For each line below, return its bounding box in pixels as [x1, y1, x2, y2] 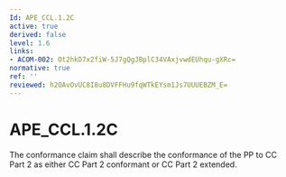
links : [9, 47, 34, 56]
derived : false [9, 30, 67, 39]
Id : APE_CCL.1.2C [9, 13, 75, 23]
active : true [9, 22, 59, 31]
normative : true [9, 64, 70, 73]
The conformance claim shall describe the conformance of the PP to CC [9, 149, 278, 160]
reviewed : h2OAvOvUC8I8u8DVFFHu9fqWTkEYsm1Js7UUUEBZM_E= [9, 80, 228, 89]
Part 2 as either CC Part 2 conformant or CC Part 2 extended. [9, 159, 237, 170]
